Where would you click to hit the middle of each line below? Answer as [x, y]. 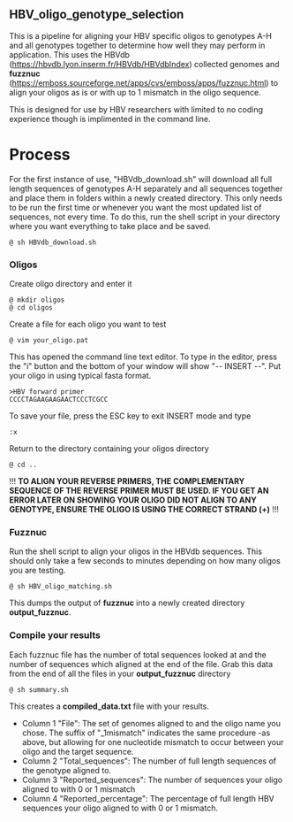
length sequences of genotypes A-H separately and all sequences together [146, 188]
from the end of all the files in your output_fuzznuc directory [120, 673]
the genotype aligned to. [67, 770]
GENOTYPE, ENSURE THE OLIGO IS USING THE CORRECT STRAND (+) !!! [144, 510]
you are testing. [38, 571]
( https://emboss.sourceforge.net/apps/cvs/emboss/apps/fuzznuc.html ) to [144, 82]
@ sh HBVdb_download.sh [53, 242]
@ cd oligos [31, 308]
